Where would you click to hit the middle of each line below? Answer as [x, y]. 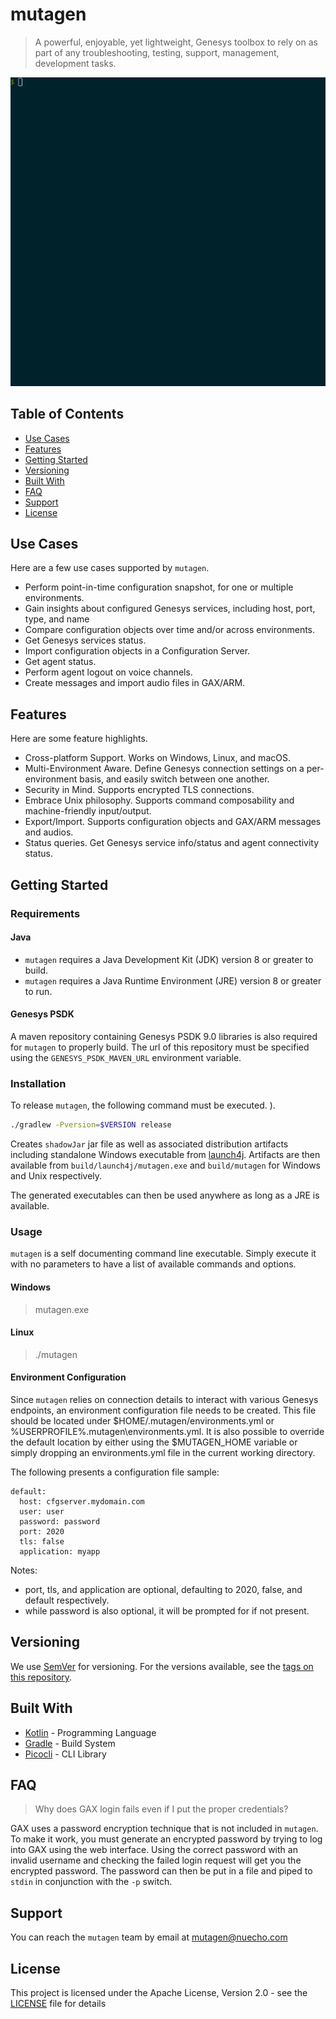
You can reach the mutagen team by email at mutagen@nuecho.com [149, 1937]
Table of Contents [67, 414]
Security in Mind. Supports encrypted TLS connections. [139, 790]
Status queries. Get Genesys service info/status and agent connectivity [172, 843]
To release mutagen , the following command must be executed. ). [143, 1105]
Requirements [45, 913]
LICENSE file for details [58, 2004]
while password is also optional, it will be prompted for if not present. [167, 1611]
